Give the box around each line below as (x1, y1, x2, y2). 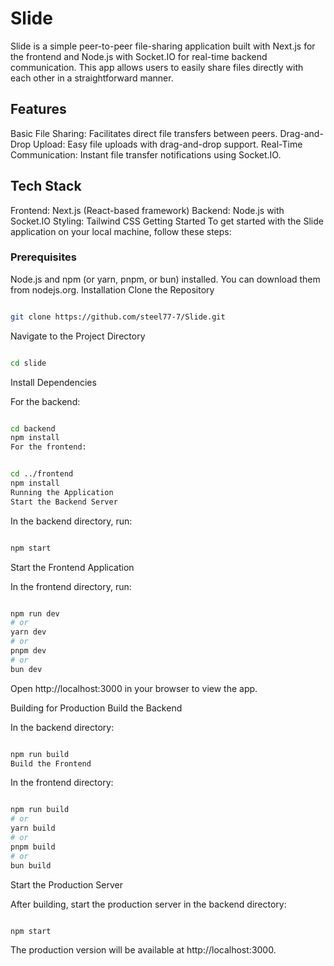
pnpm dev (10, 646, 47, 656)
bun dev (10, 664, 43, 674)
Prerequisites (10, 250, 77, 264)
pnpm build (10, 842, 56, 852)
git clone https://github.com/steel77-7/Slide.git (10, 312, 226, 322)
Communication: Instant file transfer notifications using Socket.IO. (10, 148, 282, 161)
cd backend (10, 423, 56, 434)
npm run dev (10, 608, 60, 619)
